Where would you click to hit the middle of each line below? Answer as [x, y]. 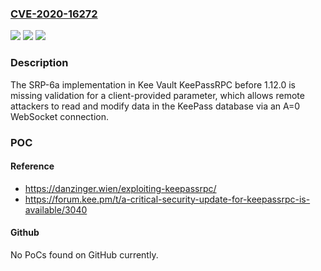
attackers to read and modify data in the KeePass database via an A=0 [155, 106]
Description [39, 63]
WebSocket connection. [60, 116]
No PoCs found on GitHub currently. [84, 254]
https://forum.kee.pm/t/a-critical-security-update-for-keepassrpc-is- [167, 199]
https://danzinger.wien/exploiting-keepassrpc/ [120, 188]
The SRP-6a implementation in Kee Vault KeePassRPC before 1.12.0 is [153, 84]
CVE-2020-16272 [54, 14]
